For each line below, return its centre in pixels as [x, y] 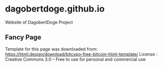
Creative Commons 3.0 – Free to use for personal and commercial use [75, 59]
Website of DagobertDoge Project [39, 22]
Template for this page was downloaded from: [51, 49]
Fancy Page [23, 37]
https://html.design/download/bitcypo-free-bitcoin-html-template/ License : [81, 54]
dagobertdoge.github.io [55, 9]
